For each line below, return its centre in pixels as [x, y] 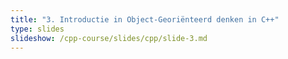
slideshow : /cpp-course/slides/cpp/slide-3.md [109, 38]
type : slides [37, 29]
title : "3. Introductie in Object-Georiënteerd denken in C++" [145, 19]
